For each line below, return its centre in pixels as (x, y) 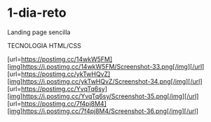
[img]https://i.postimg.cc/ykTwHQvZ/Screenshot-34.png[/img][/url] (105, 81)
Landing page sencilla (39, 32)
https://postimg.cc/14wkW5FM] (67, 59)
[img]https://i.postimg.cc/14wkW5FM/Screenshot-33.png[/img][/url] (106, 66)
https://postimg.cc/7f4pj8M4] (63, 103)
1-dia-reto (37, 13)
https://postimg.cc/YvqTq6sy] (64, 89)
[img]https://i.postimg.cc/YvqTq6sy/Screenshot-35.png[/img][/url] (103, 96)
